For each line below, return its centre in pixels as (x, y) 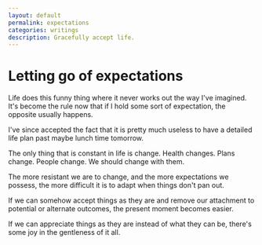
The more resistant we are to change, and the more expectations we (118, 177)
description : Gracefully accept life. (71, 37)
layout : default (35, 15)
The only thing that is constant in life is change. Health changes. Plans (122, 153)
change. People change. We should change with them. (96, 162)
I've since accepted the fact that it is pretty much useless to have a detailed (130, 130)
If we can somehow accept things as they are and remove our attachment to (131, 200)
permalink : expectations (49, 23)
